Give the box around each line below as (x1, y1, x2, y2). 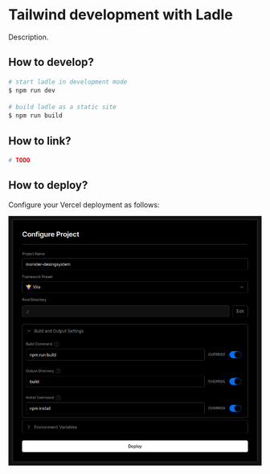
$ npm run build (8, 112, 63, 120)
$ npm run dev (8, 86, 56, 94)
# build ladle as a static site (8, 103, 117, 112)
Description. (8, 32, 49, 42)
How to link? (8, 134, 72, 148)
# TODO (8, 156, 31, 164)
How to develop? (8, 55, 95, 69)
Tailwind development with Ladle (8, 6, 233, 24)
